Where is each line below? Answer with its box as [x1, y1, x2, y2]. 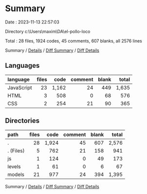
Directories [5, 116, 40, 125]
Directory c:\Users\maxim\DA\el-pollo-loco [5, 28, 91, 34]
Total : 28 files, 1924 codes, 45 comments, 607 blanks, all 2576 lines [5, 38, 142, 44]
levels [7, 163, 21, 170]
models [7, 171, 25, 178]
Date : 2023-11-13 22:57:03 [5, 19, 59, 25]
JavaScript [7, 84, 33, 91]
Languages [5, 61, 40, 70]
